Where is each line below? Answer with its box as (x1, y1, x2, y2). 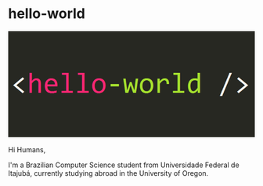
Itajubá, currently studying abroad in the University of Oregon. (8, 168, 209, 177)
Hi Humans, (8, 144, 46, 154)
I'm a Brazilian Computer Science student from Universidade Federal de (8, 160, 240, 170)
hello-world (8, 5, 86, 23)
